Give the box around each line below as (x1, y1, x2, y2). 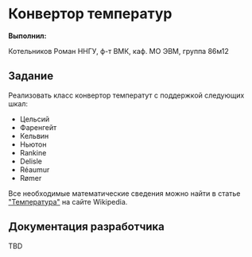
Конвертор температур (8, 5, 173, 23)
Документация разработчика (8, 220, 165, 234)
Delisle (19, 156, 42, 166)
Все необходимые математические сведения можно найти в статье (8, 188, 241, 198)
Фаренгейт (19, 122, 57, 132)
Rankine (19, 148, 47, 157)
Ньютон (19, 140, 47, 149)
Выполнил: (8, 31, 47, 40)
